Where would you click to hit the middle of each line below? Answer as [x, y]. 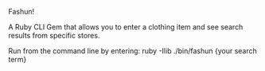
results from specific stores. [54, 35]
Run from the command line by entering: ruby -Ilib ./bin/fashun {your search [132, 51]
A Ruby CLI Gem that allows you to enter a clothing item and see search [126, 27]
